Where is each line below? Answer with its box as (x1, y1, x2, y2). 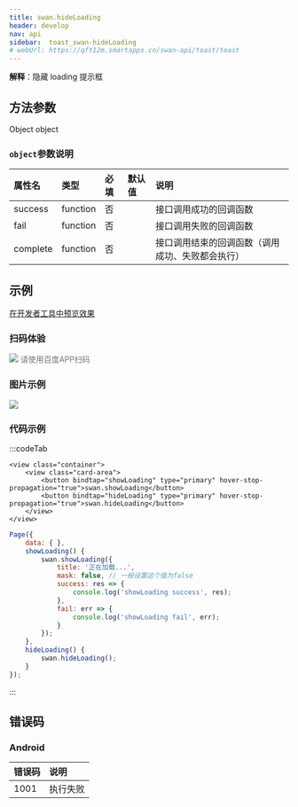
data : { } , (25, 538, 66, 547)
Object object (9, 123, 59, 134)
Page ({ (9, 529, 34, 539)
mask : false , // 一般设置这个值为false (56, 571, 193, 581)
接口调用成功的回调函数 (154, 203, 254, 215)
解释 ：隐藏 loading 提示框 (9, 72, 104, 82)
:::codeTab (9, 443, 48, 453)
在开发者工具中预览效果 (9, 308, 95, 319)
